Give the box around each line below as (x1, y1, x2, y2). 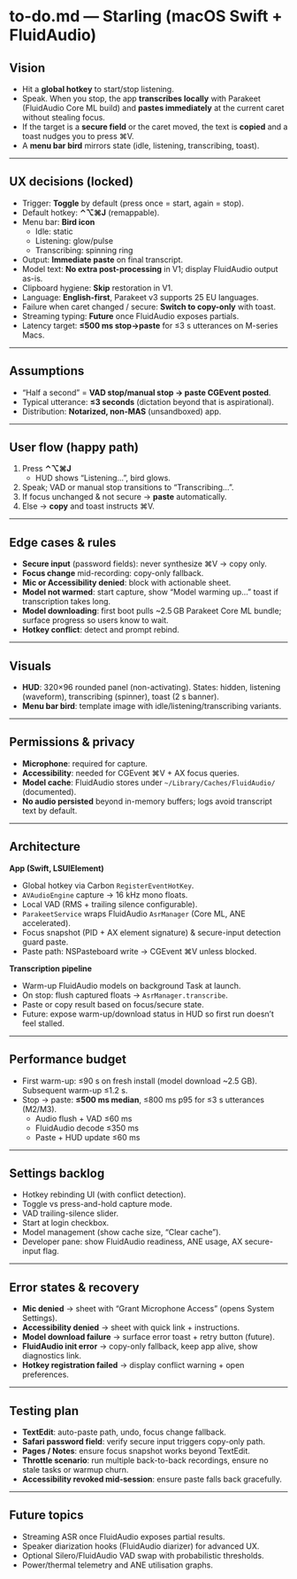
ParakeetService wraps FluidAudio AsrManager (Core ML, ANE (21, 908, 246, 919)
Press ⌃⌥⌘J (21, 463, 72, 474)
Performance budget (9, 1052, 126, 1067)
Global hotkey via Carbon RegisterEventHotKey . (21, 880, 194, 891)
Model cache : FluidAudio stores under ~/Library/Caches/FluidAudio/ (21, 777, 276, 788)
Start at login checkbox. (21, 1217, 110, 1228)
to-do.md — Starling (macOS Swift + (9, 6, 283, 27)
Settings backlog (9, 1165, 105, 1180)
